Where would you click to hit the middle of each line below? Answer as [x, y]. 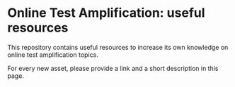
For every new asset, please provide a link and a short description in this [113, 68]
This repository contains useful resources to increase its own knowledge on [118, 47]
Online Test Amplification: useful [106, 13]
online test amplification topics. [53, 55]
